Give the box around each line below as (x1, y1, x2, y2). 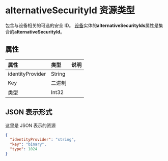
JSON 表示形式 (5, 108, 52, 117)
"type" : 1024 (10, 147, 38, 152)
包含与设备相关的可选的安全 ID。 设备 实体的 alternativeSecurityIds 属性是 (5, 22, 159, 28)
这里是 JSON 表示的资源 (5, 122, 56, 128)
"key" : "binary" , (10, 142, 47, 147)
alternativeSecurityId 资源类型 (5, 5, 135, 16)
